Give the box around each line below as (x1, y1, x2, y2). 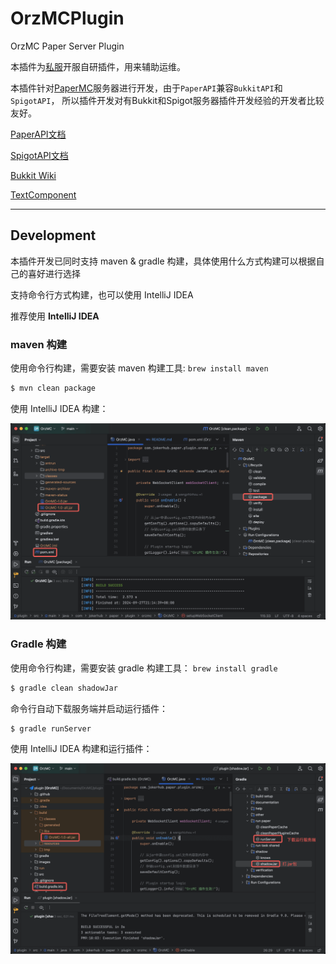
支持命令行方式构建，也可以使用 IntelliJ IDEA (10, 288, 194, 301)
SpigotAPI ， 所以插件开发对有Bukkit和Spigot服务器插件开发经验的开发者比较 (10, 94, 325, 106)
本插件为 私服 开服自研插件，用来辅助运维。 (10, 60, 186, 72)
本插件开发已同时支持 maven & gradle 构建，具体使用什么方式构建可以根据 (10, 255, 317, 267)
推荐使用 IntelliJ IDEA (10, 310, 100, 322)
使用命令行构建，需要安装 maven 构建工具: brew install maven (10, 362, 269, 374)
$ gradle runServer (10, 723, 92, 734)
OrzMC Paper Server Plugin (10, 40, 125, 52)
